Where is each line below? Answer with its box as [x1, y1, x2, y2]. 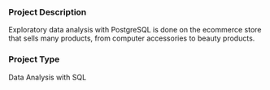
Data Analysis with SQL [8, 72, 87, 82]
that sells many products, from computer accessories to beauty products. [8, 33, 255, 43]
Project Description [8, 6, 87, 18]
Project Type [8, 54, 60, 65]
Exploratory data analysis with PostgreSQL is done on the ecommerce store [8, 25, 262, 35]
